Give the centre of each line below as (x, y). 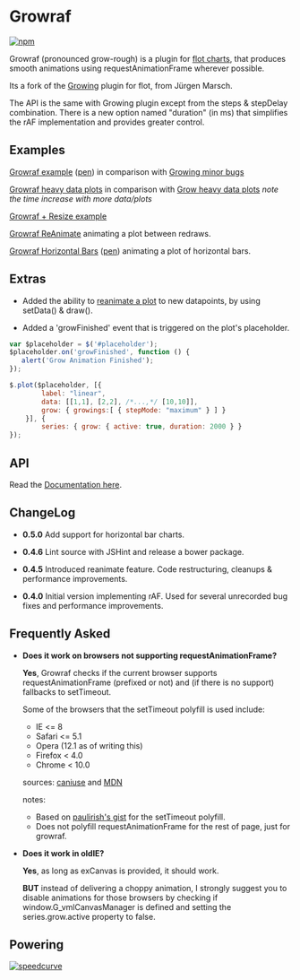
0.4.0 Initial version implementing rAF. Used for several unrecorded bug (155, 596)
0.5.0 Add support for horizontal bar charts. (103, 534)
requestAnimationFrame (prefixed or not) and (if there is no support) (148, 682)
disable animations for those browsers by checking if (120, 898)
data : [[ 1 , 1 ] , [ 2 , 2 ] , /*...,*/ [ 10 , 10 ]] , (120, 402)
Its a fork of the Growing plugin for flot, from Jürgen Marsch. (121, 85)
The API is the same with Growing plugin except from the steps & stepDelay (149, 103)
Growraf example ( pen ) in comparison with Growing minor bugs (127, 171)
